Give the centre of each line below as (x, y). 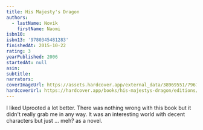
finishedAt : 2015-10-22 (36, 46)
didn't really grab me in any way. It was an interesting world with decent (96, 114)
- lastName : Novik (35, 23)
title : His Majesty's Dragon (43, 12)
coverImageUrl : (25, 85)
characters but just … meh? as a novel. (54, 120)
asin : (13, 68)
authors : (17, 18)
